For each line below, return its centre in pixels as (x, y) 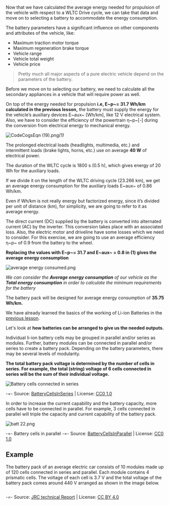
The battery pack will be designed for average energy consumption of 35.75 (85, 298)
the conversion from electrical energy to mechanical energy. (68, 125)
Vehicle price (27, 64)
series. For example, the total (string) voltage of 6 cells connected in (78, 369)
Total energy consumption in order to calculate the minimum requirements (84, 283)
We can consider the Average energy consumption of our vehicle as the (81, 277)
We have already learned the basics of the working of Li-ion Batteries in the (84, 313)
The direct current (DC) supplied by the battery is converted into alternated (83, 221)
